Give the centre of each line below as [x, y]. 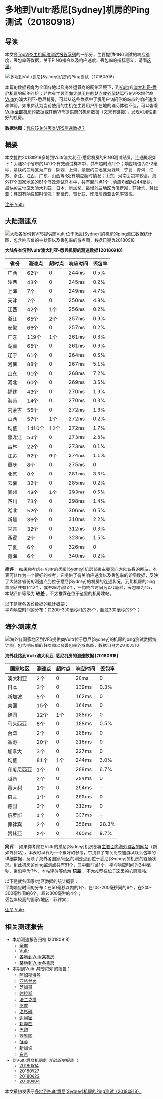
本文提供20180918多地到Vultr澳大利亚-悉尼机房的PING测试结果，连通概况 [79, 157]
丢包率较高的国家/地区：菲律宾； [38, 900]
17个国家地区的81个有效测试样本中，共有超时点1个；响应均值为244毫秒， [82, 182]
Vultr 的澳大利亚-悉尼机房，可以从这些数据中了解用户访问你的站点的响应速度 [81, 99]
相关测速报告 [24, 927]
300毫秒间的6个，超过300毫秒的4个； [43, 893]
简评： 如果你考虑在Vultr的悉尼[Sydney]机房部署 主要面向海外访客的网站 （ [79, 847]
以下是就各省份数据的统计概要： [37, 604]
